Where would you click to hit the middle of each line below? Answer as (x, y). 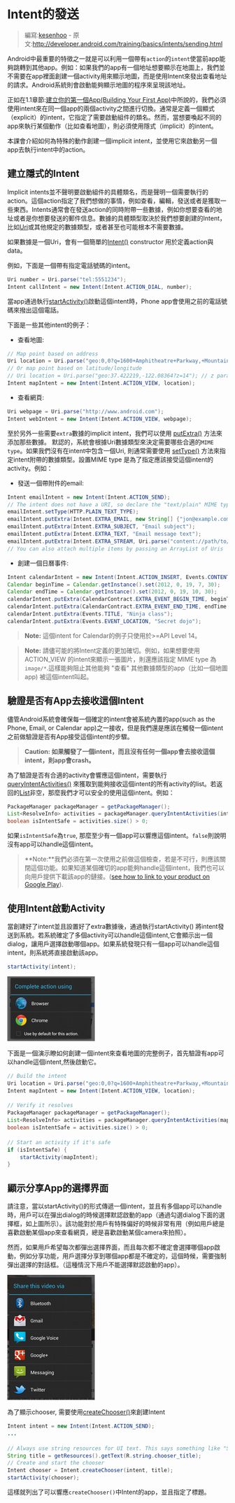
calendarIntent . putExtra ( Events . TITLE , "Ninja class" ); (90, 614)
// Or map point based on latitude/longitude (74, 369)
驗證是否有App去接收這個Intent (76, 701)
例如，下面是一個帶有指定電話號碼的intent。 (71, 265)
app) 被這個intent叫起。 (58, 676)
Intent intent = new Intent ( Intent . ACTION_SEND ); (81, 1426)
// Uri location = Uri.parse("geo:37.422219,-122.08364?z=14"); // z (111, 376)
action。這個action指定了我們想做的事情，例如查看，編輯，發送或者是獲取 (114, 201)
